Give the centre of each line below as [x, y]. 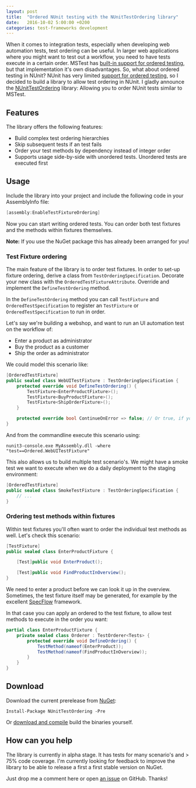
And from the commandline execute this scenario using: [73, 435]
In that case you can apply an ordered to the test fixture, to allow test [89, 613]
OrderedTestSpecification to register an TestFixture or [72, 306]
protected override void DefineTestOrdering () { [77, 386]
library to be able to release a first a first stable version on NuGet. [85, 767]
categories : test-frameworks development [57, 28]
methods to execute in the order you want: [57, 619]
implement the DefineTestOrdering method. [58, 288]
